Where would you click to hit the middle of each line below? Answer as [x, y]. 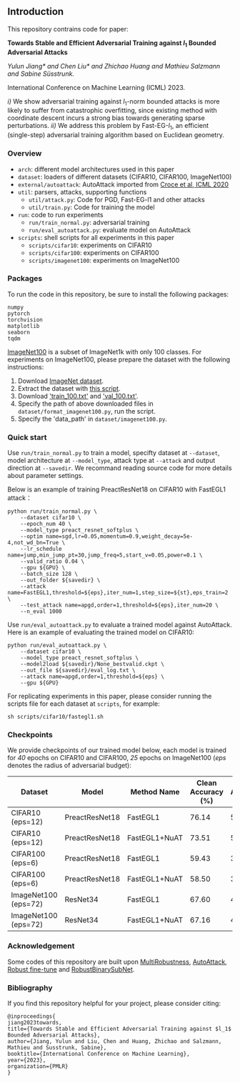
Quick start [27, 437]
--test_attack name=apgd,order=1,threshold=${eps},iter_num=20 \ [120, 605]
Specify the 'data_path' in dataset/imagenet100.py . [92, 419]
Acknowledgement [41, 946]
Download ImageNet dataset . [61, 381]
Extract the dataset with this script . [69, 388]
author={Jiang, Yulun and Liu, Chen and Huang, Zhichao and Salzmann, [115, 1041]
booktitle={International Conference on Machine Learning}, [99, 1054]
